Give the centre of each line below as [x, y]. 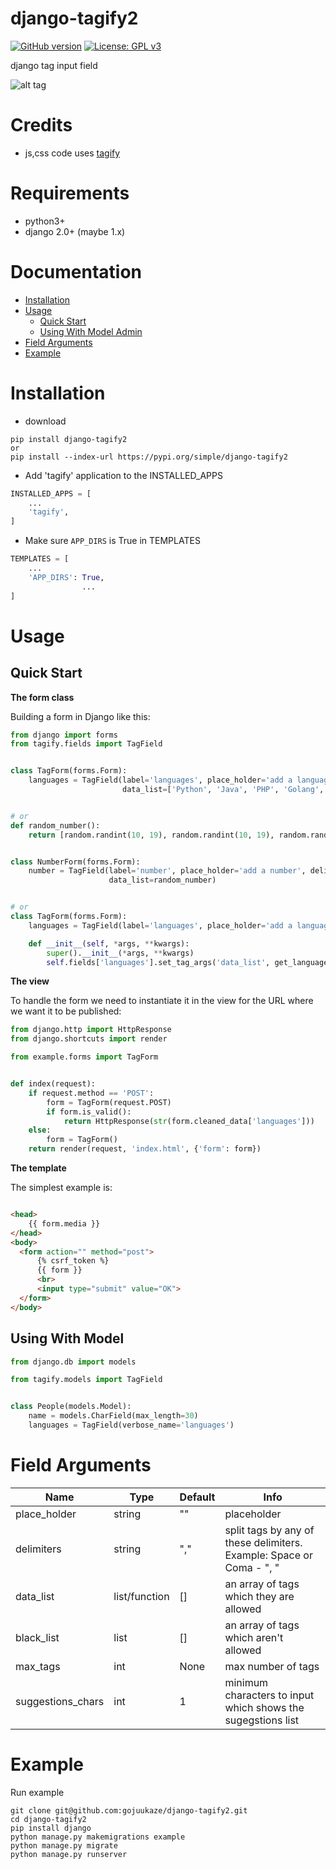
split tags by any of [269, 1530]
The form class [42, 697]
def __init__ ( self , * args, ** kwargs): [109, 943]
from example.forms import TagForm [84, 1057]
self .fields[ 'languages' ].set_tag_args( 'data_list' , [158, 962]
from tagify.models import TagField [86, 1380]
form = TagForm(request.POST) [109, 1102]
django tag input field [54, 65]
